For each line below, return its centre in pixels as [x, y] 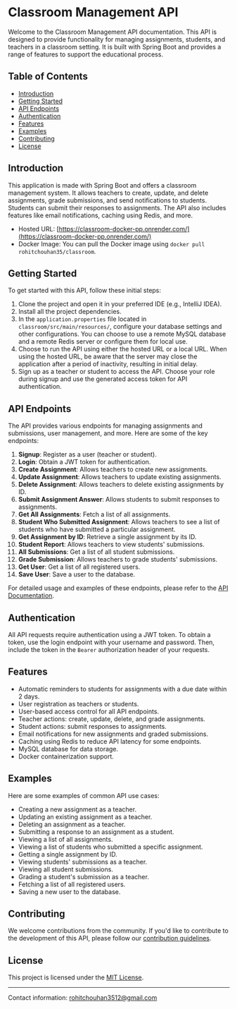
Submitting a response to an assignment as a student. [96, 832]
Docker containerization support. [66, 756]
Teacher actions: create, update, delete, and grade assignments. [112, 719]
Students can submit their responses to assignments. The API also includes [117, 207]
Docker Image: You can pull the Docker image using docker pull [111, 243]
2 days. [29, 696]
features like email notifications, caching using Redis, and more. [100, 215]
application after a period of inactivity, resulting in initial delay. [108, 364]
